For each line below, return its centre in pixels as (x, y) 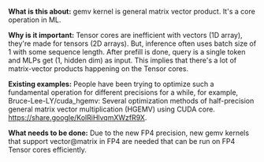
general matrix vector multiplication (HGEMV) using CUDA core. (112, 109)
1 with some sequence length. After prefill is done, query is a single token (127, 52)
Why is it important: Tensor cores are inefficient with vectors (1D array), (125, 35)
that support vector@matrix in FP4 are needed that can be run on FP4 (122, 141)
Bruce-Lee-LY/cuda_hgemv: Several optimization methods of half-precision (131, 101)
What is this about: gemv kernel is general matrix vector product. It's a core (132, 11)
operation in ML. (35, 20)
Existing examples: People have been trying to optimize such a (111, 84)
